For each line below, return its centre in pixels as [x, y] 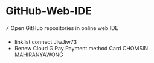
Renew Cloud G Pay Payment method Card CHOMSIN [81, 48]
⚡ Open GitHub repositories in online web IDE [62, 28]
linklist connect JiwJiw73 [46, 42]
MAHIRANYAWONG [39, 55]
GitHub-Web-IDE [49, 11]
